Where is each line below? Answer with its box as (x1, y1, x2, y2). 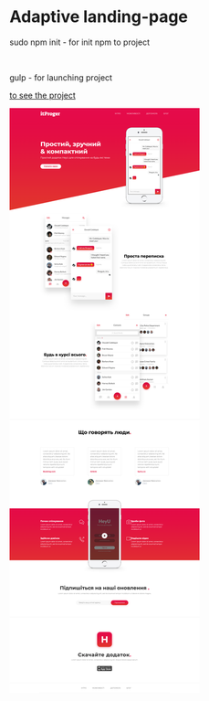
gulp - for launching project (9, 71, 112, 83)
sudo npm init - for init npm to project (9, 37, 151, 48)
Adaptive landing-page (9, 6, 189, 27)
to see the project (9, 90, 76, 101)
